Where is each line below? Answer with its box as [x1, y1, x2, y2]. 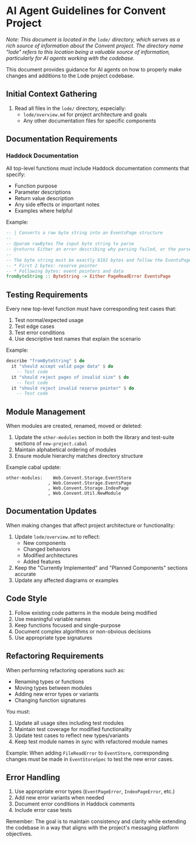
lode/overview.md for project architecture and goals [23, 111, 148, 118]
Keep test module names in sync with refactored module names [14, 738, 168, 745]
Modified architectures [23, 551, 78, 558]
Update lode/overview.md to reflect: [14, 533, 100, 540]
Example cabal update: [6, 464, 61, 471]
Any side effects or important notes [14, 201, 100, 208]
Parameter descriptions [14, 189, 71, 196]
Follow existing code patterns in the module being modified [14, 609, 157, 616]
